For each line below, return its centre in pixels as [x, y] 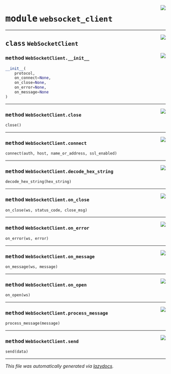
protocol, [25, 73]
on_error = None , [31, 87]
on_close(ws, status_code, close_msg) [46, 210]
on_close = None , [31, 83]
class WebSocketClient [42, 44]
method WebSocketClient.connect [46, 143]
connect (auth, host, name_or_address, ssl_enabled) [61, 153]
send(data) [17, 352]
